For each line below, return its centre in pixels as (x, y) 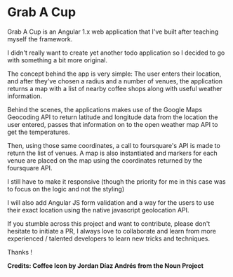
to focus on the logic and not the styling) (66, 189)
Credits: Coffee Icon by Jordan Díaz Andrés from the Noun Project (105, 265)
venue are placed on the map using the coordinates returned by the (105, 160)
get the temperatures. (39, 132)
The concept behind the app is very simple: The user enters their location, (114, 74)
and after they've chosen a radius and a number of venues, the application (115, 81)
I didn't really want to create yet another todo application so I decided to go (116, 53)
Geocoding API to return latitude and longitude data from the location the (113, 117)
